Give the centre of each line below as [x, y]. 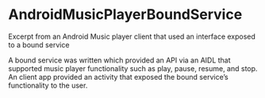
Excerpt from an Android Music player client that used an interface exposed [132, 36]
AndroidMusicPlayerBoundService [125, 15]
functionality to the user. [48, 85]
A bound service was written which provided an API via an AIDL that [120, 60]
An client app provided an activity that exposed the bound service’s [118, 77]
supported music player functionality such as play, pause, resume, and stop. [133, 68]
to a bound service [39, 44]
